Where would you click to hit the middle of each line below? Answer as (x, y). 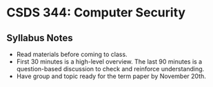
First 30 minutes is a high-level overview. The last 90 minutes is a (109, 62)
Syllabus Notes (40, 38)
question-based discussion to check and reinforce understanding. (110, 69)
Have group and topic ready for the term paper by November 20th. (111, 76)
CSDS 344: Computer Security (96, 13)
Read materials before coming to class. (72, 54)
